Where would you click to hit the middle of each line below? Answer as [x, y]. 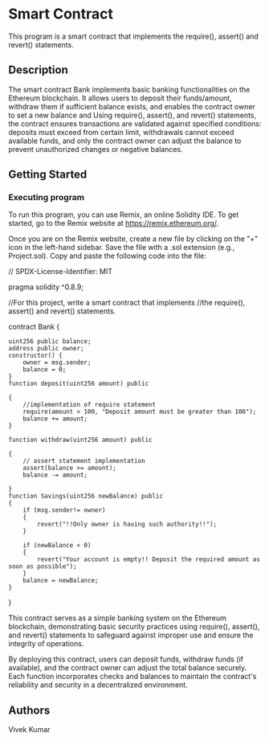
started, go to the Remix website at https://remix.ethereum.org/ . [114, 223]
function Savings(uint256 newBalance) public [86, 496]
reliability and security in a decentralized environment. [98, 685]
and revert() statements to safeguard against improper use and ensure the [131, 635]
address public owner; [46, 349]
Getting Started [48, 175]
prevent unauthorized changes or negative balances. [96, 149]
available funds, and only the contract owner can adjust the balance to [125, 141]
